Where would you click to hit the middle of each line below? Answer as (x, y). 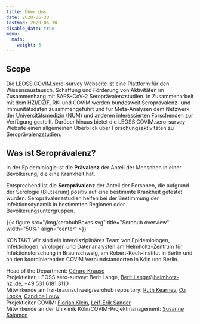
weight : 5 (29, 45)
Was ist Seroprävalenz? (51, 153)
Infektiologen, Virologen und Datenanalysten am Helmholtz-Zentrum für (95, 246)
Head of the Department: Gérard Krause (56, 271)
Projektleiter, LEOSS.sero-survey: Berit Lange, (63, 277)
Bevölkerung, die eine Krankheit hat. (51, 174)
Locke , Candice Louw (33, 296)
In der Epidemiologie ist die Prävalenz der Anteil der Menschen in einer (94, 167)
